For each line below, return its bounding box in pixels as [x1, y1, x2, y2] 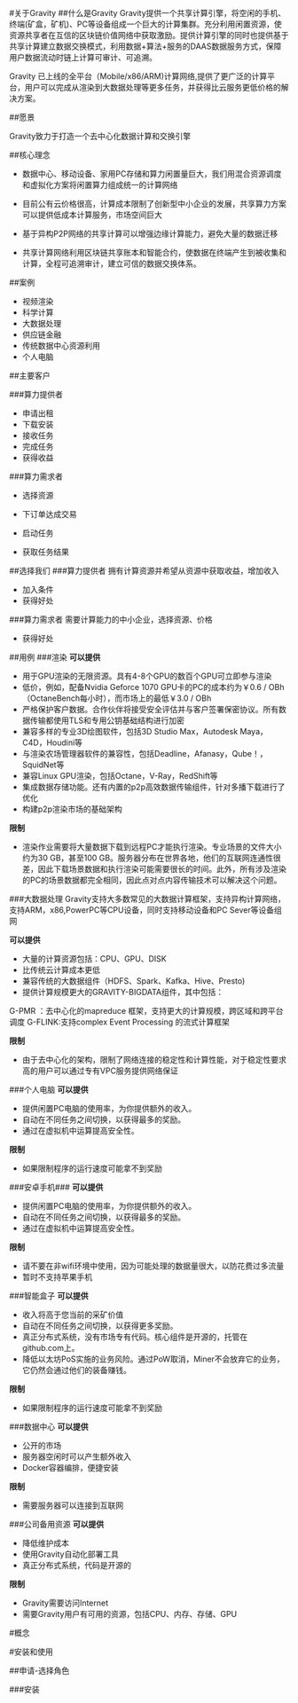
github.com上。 [21, 1343, 80, 1353]
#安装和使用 [9, 1646, 53, 1657]
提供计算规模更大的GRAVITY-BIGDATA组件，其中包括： [21, 987, 224, 997]
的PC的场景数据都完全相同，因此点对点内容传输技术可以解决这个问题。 [21, 875, 282, 885]
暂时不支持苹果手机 [21, 1272, 93, 1282]
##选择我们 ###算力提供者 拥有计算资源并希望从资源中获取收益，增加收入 [9, 566, 279, 576]
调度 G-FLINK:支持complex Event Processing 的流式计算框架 [9, 1016, 231, 1027]
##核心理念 [9, 150, 51, 160]
